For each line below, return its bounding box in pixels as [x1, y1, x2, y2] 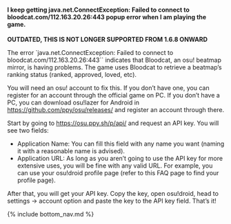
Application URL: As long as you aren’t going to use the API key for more [17, 155, 223, 163]
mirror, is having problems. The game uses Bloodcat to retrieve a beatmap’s [7, 63, 222, 71]
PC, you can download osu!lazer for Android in [7, 98, 140, 107]
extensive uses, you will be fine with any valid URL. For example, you [17, 161, 213, 170]
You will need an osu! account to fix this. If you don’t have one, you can [7, 84, 210, 92]
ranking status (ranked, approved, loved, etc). [7, 71, 137, 79]
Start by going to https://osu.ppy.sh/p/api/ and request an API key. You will [7, 119, 219, 127]
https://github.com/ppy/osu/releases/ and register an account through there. [7, 106, 225, 114]
